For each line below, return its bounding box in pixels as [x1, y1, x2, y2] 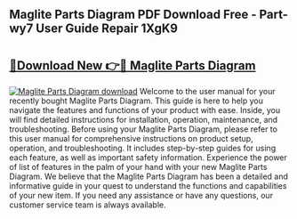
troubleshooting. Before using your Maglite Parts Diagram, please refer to [9, 124, 278, 134]
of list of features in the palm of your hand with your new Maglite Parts [9, 162, 268, 172]
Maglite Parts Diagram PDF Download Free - [9, 7, 257, 22]
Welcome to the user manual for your [139, 86, 276, 96]
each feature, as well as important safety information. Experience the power [9, 152, 287, 163]
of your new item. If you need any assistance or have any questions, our [9, 191, 274, 200]
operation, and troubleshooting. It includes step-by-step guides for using [9, 142, 277, 153]
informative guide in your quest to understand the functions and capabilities [9, 181, 287, 191]
